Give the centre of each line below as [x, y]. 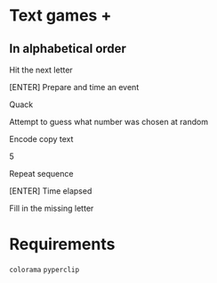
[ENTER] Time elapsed [51, 191]
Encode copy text [41, 139]
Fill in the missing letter [52, 208]
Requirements [62, 244]
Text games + [60, 16]
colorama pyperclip [44, 270]
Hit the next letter [41, 70]
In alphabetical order [68, 49]
